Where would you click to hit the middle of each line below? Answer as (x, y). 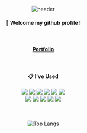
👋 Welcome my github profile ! (43, 22)
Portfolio (43, 49)
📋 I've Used (43, 76)
